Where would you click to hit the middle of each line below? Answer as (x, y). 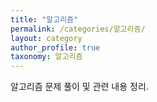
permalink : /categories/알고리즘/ (78, 29)
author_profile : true (55, 47)
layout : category (46, 38)
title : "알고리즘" (44, 19)
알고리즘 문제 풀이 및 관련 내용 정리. (79, 87)
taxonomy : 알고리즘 (46, 57)
